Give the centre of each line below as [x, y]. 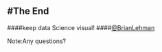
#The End [28, 11]
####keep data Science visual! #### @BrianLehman [81, 27]
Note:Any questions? [37, 41]
